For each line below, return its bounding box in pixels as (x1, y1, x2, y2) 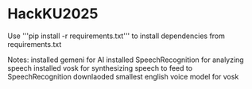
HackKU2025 (7, 5, 99, 23)
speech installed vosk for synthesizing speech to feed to (7, 63, 192, 72)
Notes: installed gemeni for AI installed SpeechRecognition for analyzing (7, 55, 244, 64)
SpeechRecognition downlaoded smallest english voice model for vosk (7, 72, 239, 81)
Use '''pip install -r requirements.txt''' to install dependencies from (7, 31, 226, 41)
